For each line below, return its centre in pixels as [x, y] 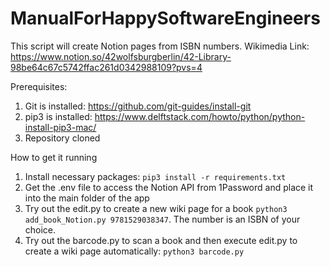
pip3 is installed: [58, 116]
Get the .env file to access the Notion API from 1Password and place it [169, 187]
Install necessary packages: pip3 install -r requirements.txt [155, 176]
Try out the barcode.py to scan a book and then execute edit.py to [161, 240]
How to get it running [54, 157]
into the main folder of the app [87, 198]
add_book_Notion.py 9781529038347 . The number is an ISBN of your [162, 219]
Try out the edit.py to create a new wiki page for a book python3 [156, 208]
